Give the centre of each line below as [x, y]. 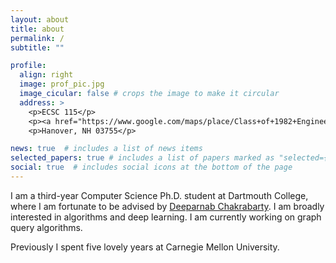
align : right [46, 75]
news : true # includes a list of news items [106, 149]
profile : [28, 66]
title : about [37, 29]
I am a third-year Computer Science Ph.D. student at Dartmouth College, [159, 195]
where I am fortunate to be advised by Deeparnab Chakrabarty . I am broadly [167, 206]
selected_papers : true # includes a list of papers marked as [142, 158]
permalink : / [37, 38]
